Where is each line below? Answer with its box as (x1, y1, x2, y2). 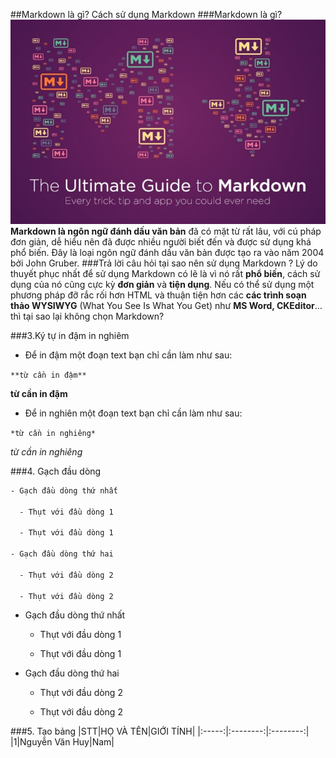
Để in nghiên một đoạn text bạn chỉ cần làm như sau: (24, 407, 243, 419)
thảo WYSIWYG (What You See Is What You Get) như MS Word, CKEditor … (10, 299, 323, 311)
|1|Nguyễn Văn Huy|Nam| (10, 736, 115, 748)
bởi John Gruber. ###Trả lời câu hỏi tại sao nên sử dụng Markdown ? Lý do (10, 257, 318, 269)
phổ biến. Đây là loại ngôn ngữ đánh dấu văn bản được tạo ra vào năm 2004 (10, 246, 325, 258)
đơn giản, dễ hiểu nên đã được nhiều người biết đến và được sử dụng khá (10, 235, 312, 248)
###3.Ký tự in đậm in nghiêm (10, 329, 130, 341)
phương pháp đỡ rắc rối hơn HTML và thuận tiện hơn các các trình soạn (10, 289, 307, 301)
